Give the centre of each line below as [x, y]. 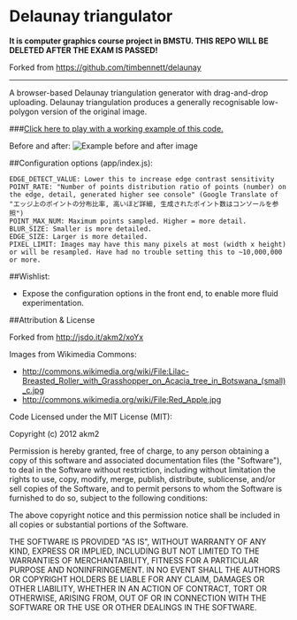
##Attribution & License [52, 319]
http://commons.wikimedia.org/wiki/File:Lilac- [106, 371]
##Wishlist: [30, 276]
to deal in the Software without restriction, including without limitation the [142, 470]
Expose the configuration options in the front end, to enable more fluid [150, 293]
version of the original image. [94, 111]
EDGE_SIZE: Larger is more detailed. [79, 236]
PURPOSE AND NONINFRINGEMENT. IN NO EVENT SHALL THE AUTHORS [145, 570]
